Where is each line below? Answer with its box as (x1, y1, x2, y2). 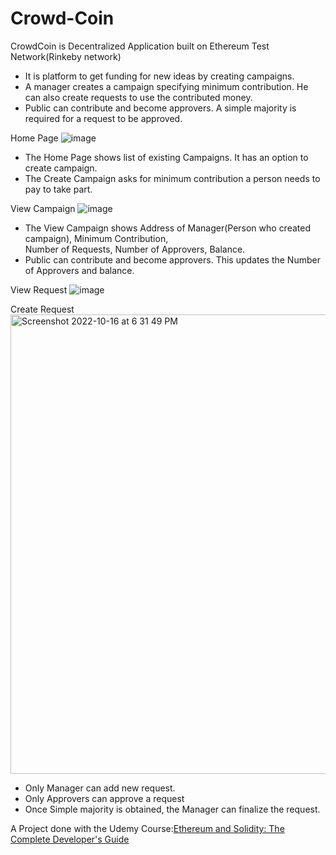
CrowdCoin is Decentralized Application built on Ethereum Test (10, 40, 270, 52)
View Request (10, 283, 68, 296)
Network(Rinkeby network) (10, 50, 122, 62)
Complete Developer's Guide (10, 833, 130, 845)
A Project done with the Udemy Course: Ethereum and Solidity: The (10, 822, 285, 834)
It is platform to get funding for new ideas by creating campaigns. (24, 70, 295, 82)
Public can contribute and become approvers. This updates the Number (24, 253, 321, 266)
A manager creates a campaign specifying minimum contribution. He (24, 80, 309, 92)
